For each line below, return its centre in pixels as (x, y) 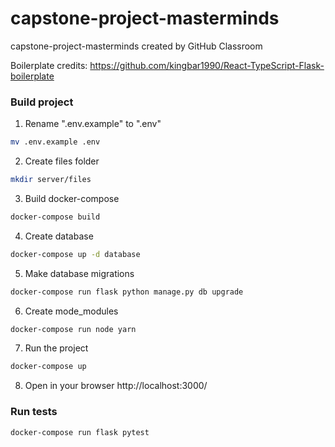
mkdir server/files (51, 180)
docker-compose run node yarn (73, 329)
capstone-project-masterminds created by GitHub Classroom (136, 46)
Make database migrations (79, 273)
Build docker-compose (72, 198)
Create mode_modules (71, 311)
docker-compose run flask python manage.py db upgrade (127, 292)
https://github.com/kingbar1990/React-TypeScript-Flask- (207, 65)
